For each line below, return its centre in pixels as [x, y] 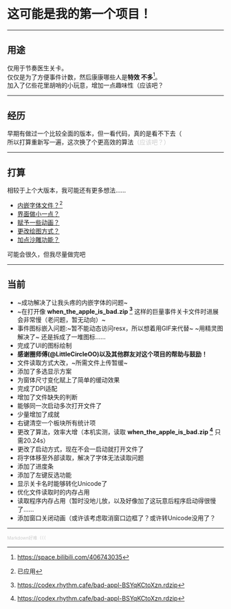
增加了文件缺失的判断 [47, 397]
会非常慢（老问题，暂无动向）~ [62, 320]
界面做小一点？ [38, 213]
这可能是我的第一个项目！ [80, 14]
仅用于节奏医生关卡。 [37, 68]
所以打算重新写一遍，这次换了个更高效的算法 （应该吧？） [88, 142]
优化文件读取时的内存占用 [53, 492]
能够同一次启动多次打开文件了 [59, 406]
